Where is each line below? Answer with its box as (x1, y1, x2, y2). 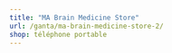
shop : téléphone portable (9, 30, 107, 39)
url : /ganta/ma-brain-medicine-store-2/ (9, 22, 165, 31)
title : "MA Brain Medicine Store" (9, 13, 140, 22)
